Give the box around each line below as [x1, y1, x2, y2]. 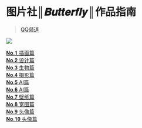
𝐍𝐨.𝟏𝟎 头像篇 [6, 115, 38, 122]
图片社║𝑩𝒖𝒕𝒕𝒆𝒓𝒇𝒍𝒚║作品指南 [6, 5, 137, 19]
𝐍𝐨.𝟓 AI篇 [6, 79, 29, 86]
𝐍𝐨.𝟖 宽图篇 [6, 100, 35, 107]
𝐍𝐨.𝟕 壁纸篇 [6, 93, 35, 100]
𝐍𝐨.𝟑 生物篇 [6, 64, 35, 71]
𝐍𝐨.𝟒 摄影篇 [6, 71, 35, 78]
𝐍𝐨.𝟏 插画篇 [6, 49, 35, 56]
